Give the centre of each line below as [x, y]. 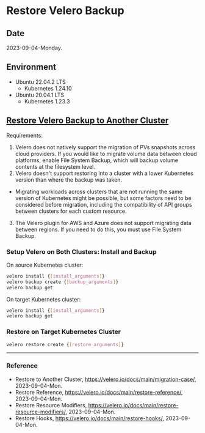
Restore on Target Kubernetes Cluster [63, 332]
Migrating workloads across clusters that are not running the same [99, 191]
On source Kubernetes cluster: [45, 265]
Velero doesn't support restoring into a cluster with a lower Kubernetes [104, 173]
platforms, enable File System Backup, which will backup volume [97, 160]
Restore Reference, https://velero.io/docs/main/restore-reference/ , [99, 392]
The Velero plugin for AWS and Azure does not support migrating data [103, 223]
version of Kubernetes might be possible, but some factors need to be [103, 198]
